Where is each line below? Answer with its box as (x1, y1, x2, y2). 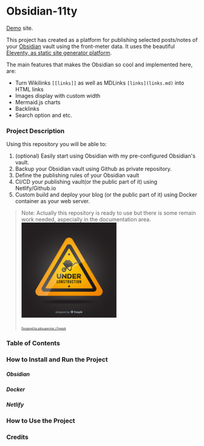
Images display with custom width (15, 92, 101, 99)
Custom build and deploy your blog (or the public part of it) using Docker (15, 191, 197, 198)
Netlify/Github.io (15, 184, 56, 192)
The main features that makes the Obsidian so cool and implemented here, (6, 61, 193, 68)
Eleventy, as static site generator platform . (6, 49, 112, 56)
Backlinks (15, 105, 39, 112)
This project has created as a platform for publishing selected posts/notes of (6, 36, 198, 43)
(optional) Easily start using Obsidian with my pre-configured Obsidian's (15, 152, 196, 159)
